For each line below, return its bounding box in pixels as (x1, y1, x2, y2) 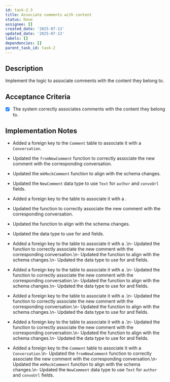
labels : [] (5, 36, 28, 41)
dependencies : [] (5, 41, 42, 46)
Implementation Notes (5, 126, 78, 135)
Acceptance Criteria (5, 92, 71, 101)
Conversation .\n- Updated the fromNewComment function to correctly (12, 350, 152, 357)
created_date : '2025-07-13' (5, 26, 65, 32)
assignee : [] (5, 21, 33, 27)
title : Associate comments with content (5, 12, 92, 17)
